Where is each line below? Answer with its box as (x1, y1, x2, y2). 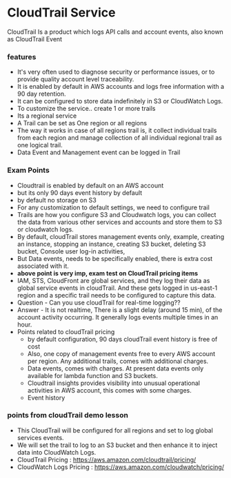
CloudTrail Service (7, 5, 116, 21)
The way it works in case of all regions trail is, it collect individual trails (17, 126, 217, 135)
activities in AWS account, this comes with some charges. (27, 386, 192, 394)
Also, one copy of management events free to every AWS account (27, 349, 216, 357)
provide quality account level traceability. (17, 75, 134, 83)
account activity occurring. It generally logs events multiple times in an (17, 313, 219, 321)
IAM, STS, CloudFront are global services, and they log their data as (17, 276, 210, 284)
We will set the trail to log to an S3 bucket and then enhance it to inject (17, 441, 218, 449)
